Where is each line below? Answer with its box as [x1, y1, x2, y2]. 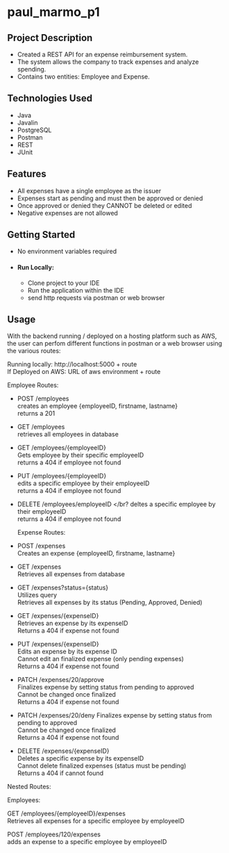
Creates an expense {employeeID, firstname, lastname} [17, 549, 176, 558]
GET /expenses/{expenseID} [17, 612, 99, 620]
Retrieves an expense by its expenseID [17, 619, 128, 628]
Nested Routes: [7, 783, 51, 791]
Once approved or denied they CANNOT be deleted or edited [17, 201, 192, 209]
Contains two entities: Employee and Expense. [17, 72, 151, 81]
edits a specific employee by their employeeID [17, 479, 150, 487]
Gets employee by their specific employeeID [17, 451, 144, 460]
